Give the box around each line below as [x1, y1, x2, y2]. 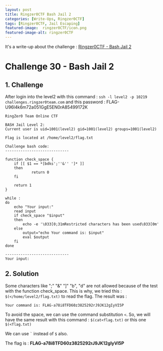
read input [14, 209, 36, 214]
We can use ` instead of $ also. [5, 330, 68, 336]
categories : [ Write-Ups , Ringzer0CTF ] [5, 16, 84, 21]
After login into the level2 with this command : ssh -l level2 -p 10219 [5, 94, 147, 99]
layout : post [5, 7, 32, 12]
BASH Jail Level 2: [5, 122, 45, 127]
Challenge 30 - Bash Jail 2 [5, 61, 114, 72]
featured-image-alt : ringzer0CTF [5, 30, 74, 35]
